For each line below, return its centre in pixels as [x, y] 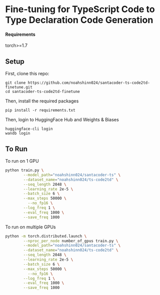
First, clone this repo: [27, 74]
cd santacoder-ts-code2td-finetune [43, 92]
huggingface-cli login [29, 129]
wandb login [18, 133]
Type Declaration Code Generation [79, 20]
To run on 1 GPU [22, 161]
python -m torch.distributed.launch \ [46, 236]
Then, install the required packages [42, 101]
